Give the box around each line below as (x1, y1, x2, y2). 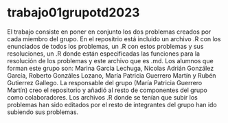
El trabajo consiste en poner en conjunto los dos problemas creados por (7, 27, 212, 36)
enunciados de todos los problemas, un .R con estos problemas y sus (7, 42, 204, 50)
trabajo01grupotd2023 (7, 5, 140, 21)
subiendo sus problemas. (7, 108, 79, 116)
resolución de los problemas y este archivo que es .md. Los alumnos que (7, 56, 214, 65)
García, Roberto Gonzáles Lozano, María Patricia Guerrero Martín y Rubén (7, 71, 216, 80)
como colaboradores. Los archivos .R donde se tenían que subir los (7, 93, 198, 101)
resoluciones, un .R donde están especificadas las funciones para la (7, 49, 201, 58)
